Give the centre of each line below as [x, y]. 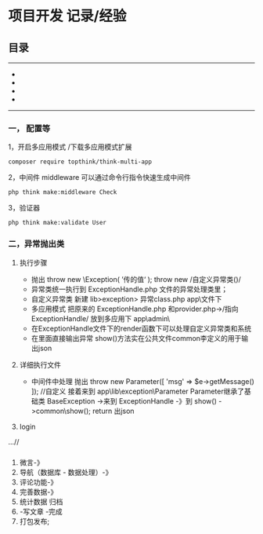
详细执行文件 [40, 364]
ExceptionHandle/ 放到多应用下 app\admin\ [101, 318]
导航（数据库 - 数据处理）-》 [66, 472]
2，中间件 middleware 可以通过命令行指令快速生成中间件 [100, 177]
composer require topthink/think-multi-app [80, 162]
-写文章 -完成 [41, 511]
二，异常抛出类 [36, 244]
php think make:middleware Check [63, 192]
